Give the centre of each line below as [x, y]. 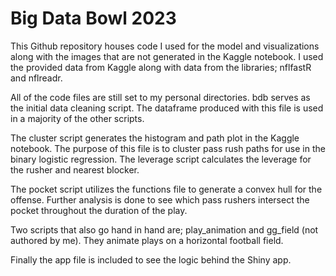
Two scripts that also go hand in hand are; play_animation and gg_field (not [164, 229]
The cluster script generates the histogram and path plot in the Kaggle [155, 138]
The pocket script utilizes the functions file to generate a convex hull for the [166, 189]
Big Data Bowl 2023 [93, 18]
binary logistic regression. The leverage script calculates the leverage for [161, 159]
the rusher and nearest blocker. [75, 169]
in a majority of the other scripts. [77, 118]
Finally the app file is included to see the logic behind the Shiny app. [151, 259]
